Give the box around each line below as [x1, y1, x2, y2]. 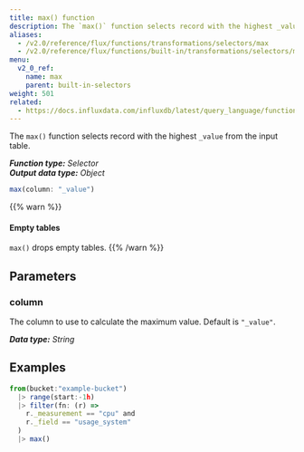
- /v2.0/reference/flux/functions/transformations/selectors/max [17, 38, 270, 48]
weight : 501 [9, 89, 54, 98]
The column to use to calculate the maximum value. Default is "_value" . [9, 316, 276, 327]
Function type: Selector [9, 158, 100, 168]
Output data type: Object [9, 168, 106, 178]
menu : [9, 55, 30, 64]
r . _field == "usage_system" [25, 418, 131, 427]
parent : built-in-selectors [25, 81, 131, 90]
